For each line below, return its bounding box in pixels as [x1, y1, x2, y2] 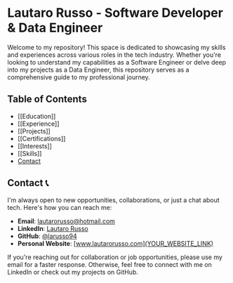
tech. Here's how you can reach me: [7, 203, 112, 211]
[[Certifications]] [17, 134, 66, 143]
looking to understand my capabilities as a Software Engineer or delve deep [7, 58, 227, 66]
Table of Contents [7, 93, 88, 105]
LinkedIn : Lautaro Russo [17, 224, 89, 232]
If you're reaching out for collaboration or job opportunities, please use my [7, 253, 223, 261]
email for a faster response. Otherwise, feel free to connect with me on [7, 260, 213, 268]
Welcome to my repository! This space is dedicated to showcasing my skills [7, 43, 226, 51]
